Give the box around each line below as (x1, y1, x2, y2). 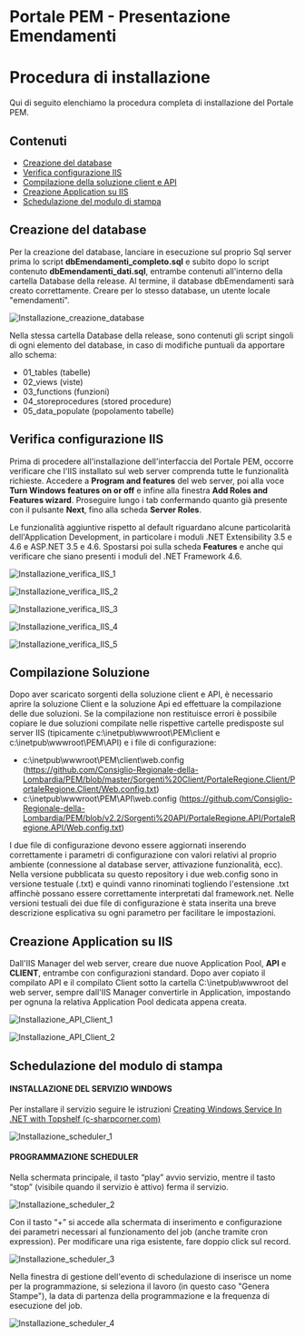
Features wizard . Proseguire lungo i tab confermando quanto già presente (9, 494, 288, 505)
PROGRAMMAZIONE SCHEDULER (9, 1152, 139, 1163)
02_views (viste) (22, 376, 84, 387)
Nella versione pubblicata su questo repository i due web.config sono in (9, 869, 279, 880)
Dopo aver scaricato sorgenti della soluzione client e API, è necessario (9, 688, 274, 700)
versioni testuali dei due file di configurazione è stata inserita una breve (9, 897, 277, 909)
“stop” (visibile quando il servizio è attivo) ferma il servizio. (9, 1181, 229, 1192)
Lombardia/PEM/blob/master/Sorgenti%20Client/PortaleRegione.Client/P (22, 774, 296, 785)
